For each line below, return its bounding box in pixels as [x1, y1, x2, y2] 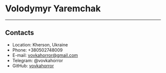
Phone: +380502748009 [12, 47, 63, 53]
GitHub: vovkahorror [12, 63, 54, 69]
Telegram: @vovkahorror [12, 57, 63, 63]
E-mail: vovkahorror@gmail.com [12, 52, 78, 58]
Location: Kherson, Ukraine [12, 41, 68, 47]
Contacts [5, 29, 35, 37]
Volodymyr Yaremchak [5, 3, 101, 14]
